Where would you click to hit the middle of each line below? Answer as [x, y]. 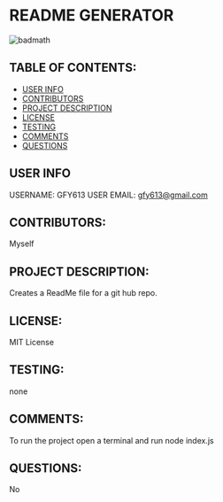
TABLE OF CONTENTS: [73, 68]
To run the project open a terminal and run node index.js [111, 440]
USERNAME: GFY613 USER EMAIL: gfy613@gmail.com [108, 195]
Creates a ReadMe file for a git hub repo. [83, 293]
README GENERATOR [92, 15]
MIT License [32, 342]
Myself [22, 243]
